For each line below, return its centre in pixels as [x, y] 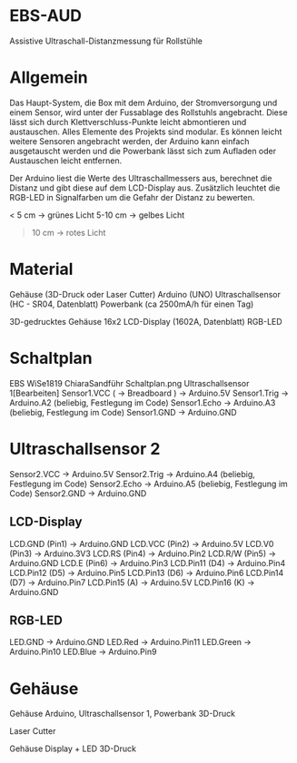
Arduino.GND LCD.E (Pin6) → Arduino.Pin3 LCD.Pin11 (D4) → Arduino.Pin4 [148, 562]
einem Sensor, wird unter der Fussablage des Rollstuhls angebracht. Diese [148, 112]
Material [41, 269]
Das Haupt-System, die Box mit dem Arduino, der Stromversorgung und [144, 103]
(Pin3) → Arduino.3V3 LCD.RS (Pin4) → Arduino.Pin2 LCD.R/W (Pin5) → [143, 553]
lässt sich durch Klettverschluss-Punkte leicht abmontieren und [128, 122]
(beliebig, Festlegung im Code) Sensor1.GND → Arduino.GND [124, 412]
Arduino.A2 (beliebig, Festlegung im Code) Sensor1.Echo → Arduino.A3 [143, 402]
